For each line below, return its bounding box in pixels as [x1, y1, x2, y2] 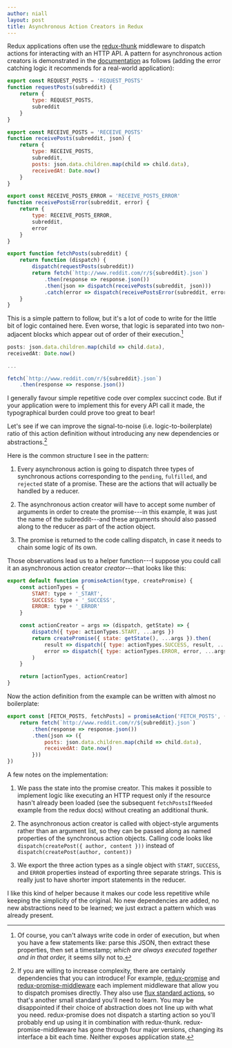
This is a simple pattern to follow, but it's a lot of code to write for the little [7, 314, 217, 323]
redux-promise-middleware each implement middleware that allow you [17, 982, 219, 990]
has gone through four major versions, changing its [78, 1026, 224, 1034]
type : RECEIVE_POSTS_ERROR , [32, 212, 113, 219]
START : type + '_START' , [32, 590, 104, 597]
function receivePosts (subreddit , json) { [7, 135, 131, 142]
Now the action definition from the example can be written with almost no [7, 692, 216, 700]
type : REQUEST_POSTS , [32, 97, 95, 104]
